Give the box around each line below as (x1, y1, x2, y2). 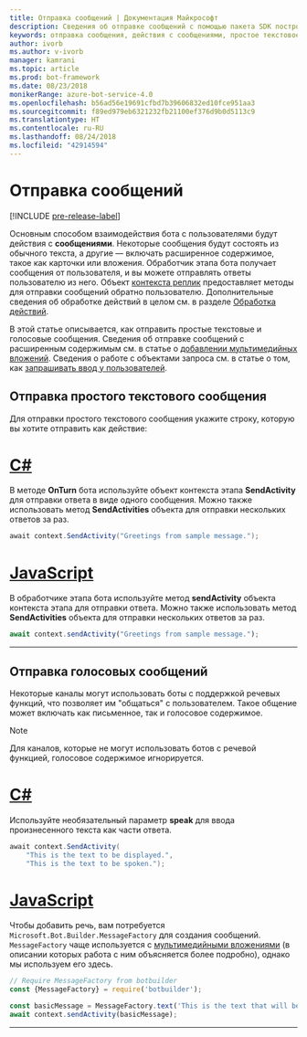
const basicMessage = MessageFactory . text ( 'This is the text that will (9, 1001, 288, 1011)
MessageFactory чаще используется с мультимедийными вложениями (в (9, 939, 291, 950)
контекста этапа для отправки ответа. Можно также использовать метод (9, 602, 297, 613)
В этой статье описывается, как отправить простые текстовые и (9, 323, 262, 334)
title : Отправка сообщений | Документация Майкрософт (9, 13, 219, 23)
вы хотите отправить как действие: (9, 422, 148, 434)
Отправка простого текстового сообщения (9, 389, 268, 405)
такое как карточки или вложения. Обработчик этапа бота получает (9, 257, 277, 268)
